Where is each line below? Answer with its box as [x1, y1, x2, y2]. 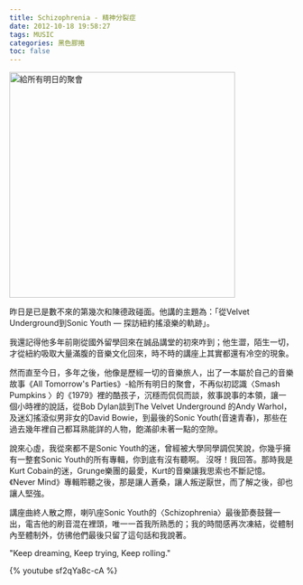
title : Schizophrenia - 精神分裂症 [9, 13, 137, 23]
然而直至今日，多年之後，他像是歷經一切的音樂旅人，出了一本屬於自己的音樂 [9, 367, 294, 378]
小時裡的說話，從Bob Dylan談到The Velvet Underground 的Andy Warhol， [16, 401, 292, 412]
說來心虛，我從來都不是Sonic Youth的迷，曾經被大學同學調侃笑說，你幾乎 [9, 443, 283, 454]
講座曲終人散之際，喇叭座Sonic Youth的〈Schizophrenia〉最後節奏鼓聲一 [9, 507, 281, 518]
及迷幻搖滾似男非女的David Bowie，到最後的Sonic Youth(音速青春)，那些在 [9, 413, 288, 423]
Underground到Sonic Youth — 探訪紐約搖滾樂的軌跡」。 [9, 318, 215, 329]
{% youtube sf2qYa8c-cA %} [9, 565, 118, 576]
